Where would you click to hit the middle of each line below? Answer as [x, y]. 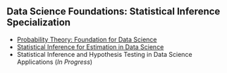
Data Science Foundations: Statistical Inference [114, 12]
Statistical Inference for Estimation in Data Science [90, 47]
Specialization [39, 23]
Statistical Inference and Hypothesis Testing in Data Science [104, 54]
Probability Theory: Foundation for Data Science [87, 39]
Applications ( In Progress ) [55, 62]
